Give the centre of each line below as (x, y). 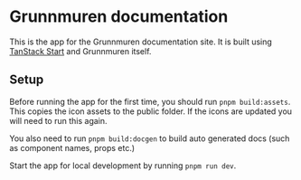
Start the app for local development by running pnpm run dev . (123, 166)
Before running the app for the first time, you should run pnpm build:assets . (150, 101)
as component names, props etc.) (72, 147)
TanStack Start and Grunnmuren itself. (80, 51)
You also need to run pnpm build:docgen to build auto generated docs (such (150, 138)
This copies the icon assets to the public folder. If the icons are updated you (150, 111)
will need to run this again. (58, 120)
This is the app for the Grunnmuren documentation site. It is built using (141, 42)
